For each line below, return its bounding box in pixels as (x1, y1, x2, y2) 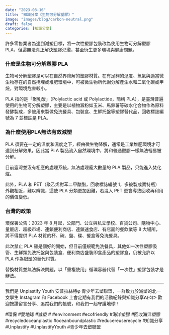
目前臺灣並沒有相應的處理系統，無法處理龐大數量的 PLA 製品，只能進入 (5, 164, 153, 170)
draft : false (5, 21, 33, 27)
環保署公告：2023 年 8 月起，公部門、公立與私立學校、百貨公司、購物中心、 (5, 220, 164, 226)
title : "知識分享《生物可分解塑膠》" (5, 12, 74, 17)
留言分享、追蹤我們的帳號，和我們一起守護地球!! (18, 301, 118, 307)
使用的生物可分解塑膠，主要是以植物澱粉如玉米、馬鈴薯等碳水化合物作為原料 (5, 102, 164, 108)
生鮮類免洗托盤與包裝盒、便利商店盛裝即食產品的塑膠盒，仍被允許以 (14, 250, 155, 256)
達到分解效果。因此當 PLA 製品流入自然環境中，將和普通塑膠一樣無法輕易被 (5, 147, 162, 153)
